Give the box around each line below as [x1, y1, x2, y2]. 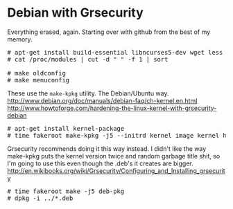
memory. [7, 35, 33, 43]
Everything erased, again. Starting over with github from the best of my [7, 28, 211, 36]
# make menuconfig [7, 76, 70, 84]
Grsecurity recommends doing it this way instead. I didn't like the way [7, 144, 207, 153]
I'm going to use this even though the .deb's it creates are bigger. [7, 159, 194, 167]
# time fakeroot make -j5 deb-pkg [7, 187, 125, 195]
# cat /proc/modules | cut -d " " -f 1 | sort [7, 55, 169, 63]
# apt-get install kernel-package [7, 125, 125, 132]
